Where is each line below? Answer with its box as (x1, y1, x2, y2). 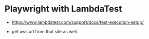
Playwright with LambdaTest (4, 3, 122, 14)
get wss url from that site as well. (11, 28, 78, 34)
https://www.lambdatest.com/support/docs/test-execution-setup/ (11, 19, 144, 25)
